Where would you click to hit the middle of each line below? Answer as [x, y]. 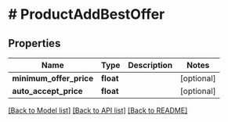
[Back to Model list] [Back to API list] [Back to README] [98, 110]
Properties [34, 43]
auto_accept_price [48, 91]
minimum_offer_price [53, 78]
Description [150, 65]
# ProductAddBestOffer [87, 14]
